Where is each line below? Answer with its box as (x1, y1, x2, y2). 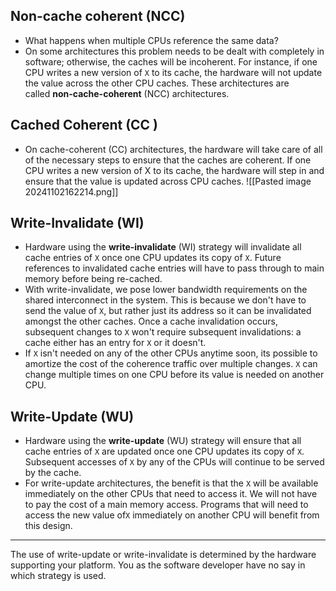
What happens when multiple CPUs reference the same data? (24, 34, 279, 46)
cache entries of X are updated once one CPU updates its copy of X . (24, 445, 305, 458)
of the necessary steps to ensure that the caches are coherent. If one (24, 154, 312, 166)
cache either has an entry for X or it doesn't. (24, 337, 207, 349)
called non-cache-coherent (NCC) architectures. (24, 87, 230, 99)
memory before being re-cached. (24, 273, 163, 285)
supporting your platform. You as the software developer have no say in (10, 559, 306, 571)
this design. (24, 520, 73, 532)
